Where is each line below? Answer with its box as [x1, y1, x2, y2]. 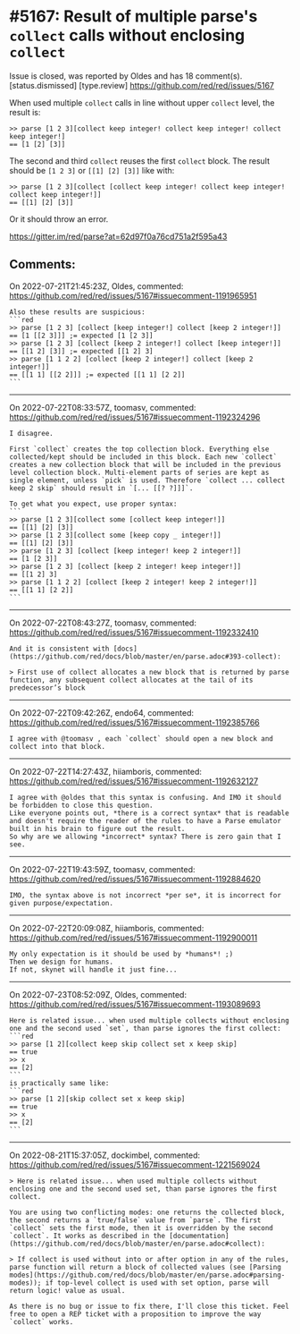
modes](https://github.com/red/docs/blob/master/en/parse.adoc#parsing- [9, 1270, 286, 1279]
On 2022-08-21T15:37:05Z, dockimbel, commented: [9, 1150, 201, 1160]
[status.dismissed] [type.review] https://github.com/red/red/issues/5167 [9, 80, 275, 90]
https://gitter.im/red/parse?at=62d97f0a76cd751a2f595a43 [9, 231, 228, 242]
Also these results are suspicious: [9, 307, 146, 317]
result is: [9, 106, 41, 117]
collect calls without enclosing [9, 25, 246, 46]
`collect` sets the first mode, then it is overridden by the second [9, 1223, 274, 1232]
